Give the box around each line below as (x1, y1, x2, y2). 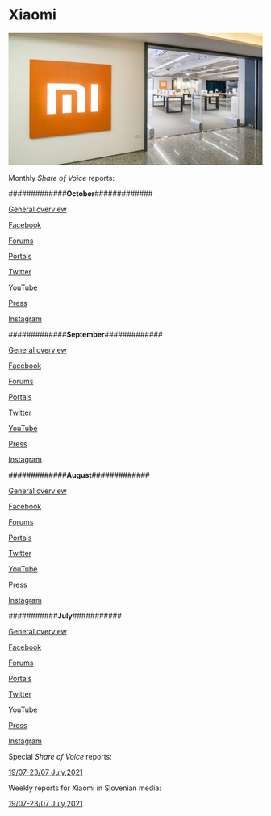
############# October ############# (8, 188, 153, 199)
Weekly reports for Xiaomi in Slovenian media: (8, 783, 161, 793)
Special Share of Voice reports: (8, 751, 113, 761)
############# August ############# (8, 470, 151, 479)
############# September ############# (8, 329, 163, 339)
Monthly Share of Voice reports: (8, 173, 115, 182)
